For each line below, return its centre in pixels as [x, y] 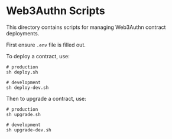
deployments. [23, 33]
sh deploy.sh [22, 72]
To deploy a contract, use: [38, 56]
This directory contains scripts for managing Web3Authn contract [86, 27]
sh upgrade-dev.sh [29, 130]
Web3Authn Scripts [56, 11]
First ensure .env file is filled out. [46, 45]
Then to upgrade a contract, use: [46, 98]
